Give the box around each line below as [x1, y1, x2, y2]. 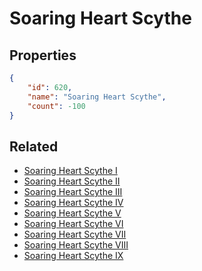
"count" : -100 [27, 101, 86, 111]
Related [9, 138, 59, 155]
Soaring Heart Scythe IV [23, 197, 124, 209]
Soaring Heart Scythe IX [23, 250, 124, 262]
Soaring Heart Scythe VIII [23, 239, 129, 251]
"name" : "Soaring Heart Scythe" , [27, 92, 167, 102]
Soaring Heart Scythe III [23, 186, 123, 198]
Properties [9, 47, 77, 64]
